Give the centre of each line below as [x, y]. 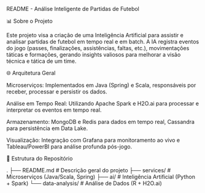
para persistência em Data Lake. [47, 128]
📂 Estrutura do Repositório [40, 158]
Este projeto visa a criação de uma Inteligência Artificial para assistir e [95, 35]
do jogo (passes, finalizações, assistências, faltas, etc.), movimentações [98, 48]
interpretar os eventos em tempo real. [54, 110]
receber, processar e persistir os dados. [57, 92]
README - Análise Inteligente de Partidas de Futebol [73, 9]
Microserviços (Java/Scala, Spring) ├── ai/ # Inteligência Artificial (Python [101, 177]
